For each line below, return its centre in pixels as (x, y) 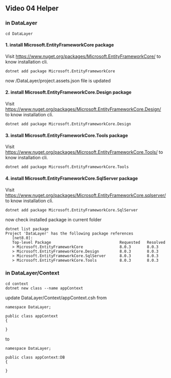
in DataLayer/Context (32, 273)
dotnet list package (27, 229)
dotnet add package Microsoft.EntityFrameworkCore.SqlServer (72, 210)
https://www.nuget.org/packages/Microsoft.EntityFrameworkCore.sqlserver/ (86, 195)
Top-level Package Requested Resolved (89, 242)
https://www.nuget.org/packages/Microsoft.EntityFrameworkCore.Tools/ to (84, 152)
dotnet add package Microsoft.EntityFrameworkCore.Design (68, 124)
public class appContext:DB (35, 357)
